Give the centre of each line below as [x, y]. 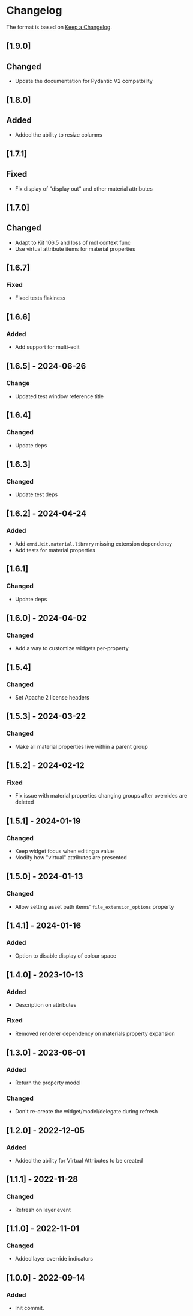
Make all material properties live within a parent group [81, 746]
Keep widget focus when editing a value [64, 851]
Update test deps [36, 494]
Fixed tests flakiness [40, 298]
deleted [24, 802]
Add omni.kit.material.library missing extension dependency [94, 543]
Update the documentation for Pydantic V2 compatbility [84, 81]
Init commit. [29, 1308]
